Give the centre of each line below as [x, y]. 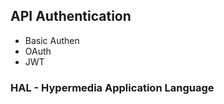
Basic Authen [52, 40]
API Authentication [71, 16]
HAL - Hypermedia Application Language [112, 87]
